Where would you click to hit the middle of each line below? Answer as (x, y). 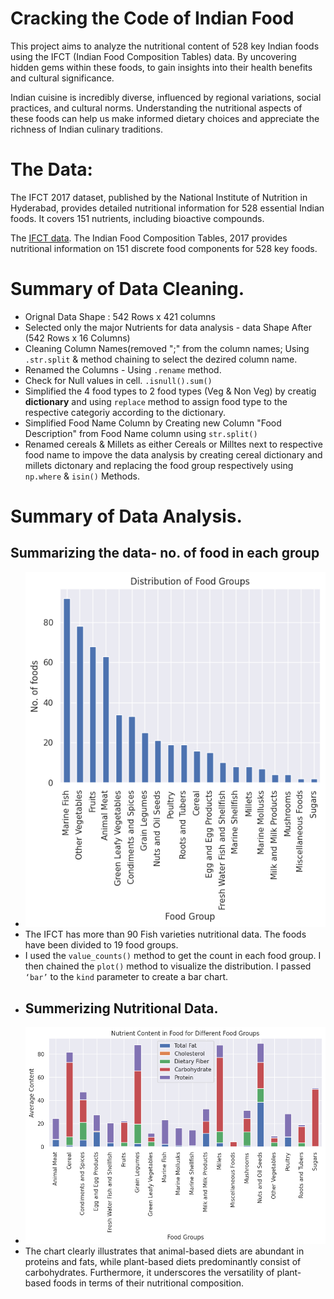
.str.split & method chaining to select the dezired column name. (161, 359)
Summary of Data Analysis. (126, 516)
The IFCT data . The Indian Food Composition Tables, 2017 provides (149, 238)
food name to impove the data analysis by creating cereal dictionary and (173, 454)
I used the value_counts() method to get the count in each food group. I (173, 956)
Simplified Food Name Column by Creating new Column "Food (153, 423)
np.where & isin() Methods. (82, 476)
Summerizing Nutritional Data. (121, 1008)
